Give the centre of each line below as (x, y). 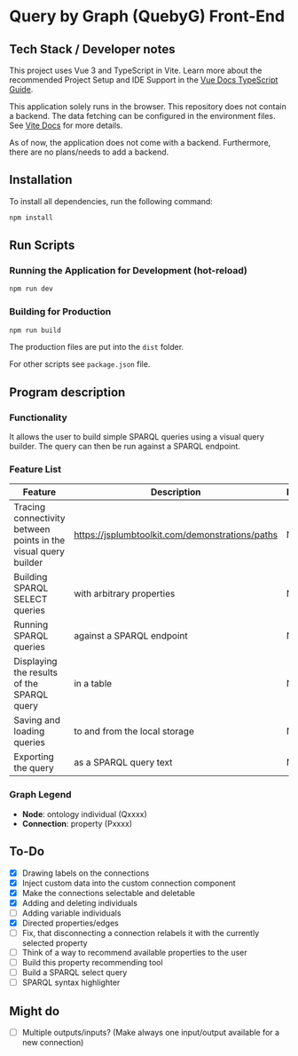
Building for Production (60, 312)
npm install (31, 218)
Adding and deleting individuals (79, 902)
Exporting (34, 757)
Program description (67, 392)
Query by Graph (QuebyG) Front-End (147, 16)
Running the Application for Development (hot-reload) (129, 270)
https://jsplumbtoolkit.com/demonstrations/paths (176, 535)
